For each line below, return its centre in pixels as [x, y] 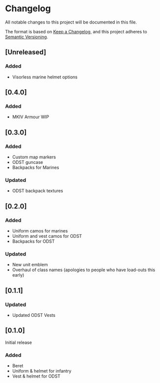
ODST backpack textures [38, 191]
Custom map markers [34, 157]
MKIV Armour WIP [30, 117]
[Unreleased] [26, 52]
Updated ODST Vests [34, 315]
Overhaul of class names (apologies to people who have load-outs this [84, 270]
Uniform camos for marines [40, 230]
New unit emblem [30, 265]
